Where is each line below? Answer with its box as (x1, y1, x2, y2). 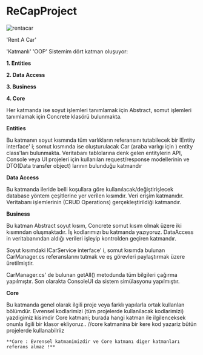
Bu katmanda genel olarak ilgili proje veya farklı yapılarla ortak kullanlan (6, 301, 185, 308)
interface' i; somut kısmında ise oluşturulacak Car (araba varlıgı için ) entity (6, 142, 193, 150)
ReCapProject (6, 4, 78, 18)
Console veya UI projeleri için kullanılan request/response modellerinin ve (6, 156, 190, 163)
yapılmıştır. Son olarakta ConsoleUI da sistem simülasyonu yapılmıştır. (6, 277, 180, 285)
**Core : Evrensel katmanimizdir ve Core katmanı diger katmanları (6, 338, 181, 345)
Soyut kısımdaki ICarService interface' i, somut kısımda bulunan (6, 247, 165, 254)
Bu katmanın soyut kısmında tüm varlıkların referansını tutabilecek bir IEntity (6, 136, 196, 144)
